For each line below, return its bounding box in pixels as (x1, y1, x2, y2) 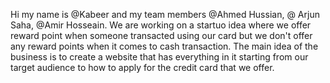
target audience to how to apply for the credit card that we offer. (10, 62, 275, 73)
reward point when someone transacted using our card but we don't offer (10, 30, 313, 41)
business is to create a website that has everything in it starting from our (10, 51, 309, 63)
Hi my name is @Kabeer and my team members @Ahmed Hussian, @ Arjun (10, 9, 320, 20)
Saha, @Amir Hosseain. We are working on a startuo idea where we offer (10, 19, 312, 31)
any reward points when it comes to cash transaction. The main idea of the (10, 40, 319, 52)
